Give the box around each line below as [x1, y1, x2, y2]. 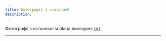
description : [5, 12, 32, 17]
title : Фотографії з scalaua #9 [5, 7, 70, 12]
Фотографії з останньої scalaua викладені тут [5, 25, 101, 31]
